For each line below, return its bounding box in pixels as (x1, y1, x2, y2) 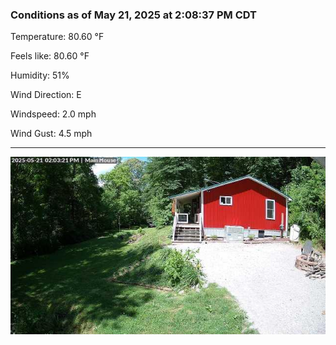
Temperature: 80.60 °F (10, 31, 105, 43)
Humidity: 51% (10, 69, 70, 82)
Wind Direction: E (10, 89, 82, 101)
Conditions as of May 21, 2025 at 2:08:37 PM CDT (10, 8, 258, 22)
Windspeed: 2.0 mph (10, 108, 97, 120)
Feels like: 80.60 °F (10, 50, 90, 62)
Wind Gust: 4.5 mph (10, 128, 93, 140)
